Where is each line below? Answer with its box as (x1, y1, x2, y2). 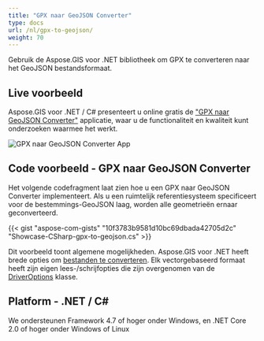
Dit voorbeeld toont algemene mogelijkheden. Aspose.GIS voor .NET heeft (8, 246, 249, 256)
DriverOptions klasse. (8, 272, 79, 281)
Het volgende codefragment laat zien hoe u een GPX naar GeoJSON (8, 183, 230, 192)
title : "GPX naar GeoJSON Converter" (8, 11, 132, 20)
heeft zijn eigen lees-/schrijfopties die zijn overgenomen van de (8, 263, 215, 272)
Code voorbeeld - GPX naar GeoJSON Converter (8, 162, 251, 176)
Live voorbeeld (8, 86, 84, 99)
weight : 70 (8, 33, 44, 42)
